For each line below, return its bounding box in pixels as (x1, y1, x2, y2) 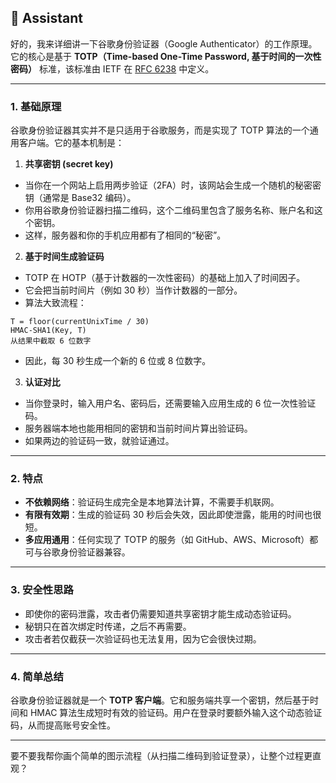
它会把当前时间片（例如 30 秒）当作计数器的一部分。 (24, 284, 243, 296)
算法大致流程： (24, 297, 87, 309)
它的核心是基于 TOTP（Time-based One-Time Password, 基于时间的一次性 (10, 50, 322, 62)
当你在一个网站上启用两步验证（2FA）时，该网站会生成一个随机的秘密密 (24, 179, 322, 191)
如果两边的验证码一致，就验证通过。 (24, 435, 175, 447)
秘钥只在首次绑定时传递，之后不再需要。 (24, 620, 192, 632)
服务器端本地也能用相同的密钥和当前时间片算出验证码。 (24, 422, 253, 435)
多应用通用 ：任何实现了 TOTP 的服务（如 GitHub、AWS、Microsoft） (24, 534, 310, 546)
